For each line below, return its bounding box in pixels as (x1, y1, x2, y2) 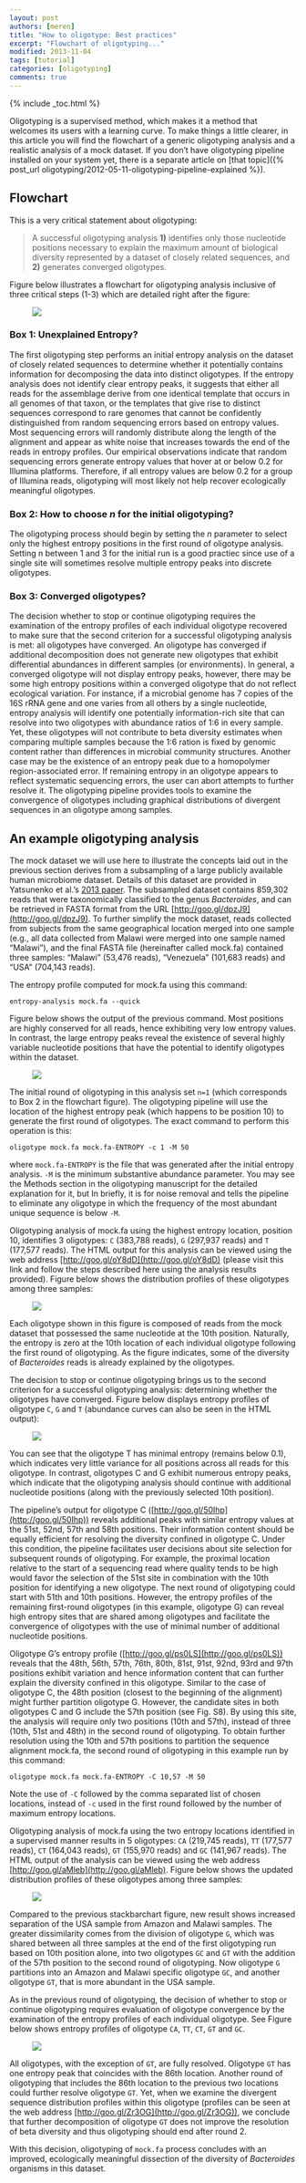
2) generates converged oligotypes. (31, 261, 167, 272)
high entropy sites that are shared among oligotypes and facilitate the (9, 1611, 270, 1622)
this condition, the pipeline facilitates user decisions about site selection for (9, 1544, 293, 1554)
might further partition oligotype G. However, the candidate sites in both (9, 1697, 280, 1708)
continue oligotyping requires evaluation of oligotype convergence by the (9, 2004, 285, 2015)
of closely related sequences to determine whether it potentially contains (9, 359, 284, 369)
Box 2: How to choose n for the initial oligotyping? (9, 507, 234, 520)
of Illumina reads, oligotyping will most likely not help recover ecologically (9, 475, 287, 486)
